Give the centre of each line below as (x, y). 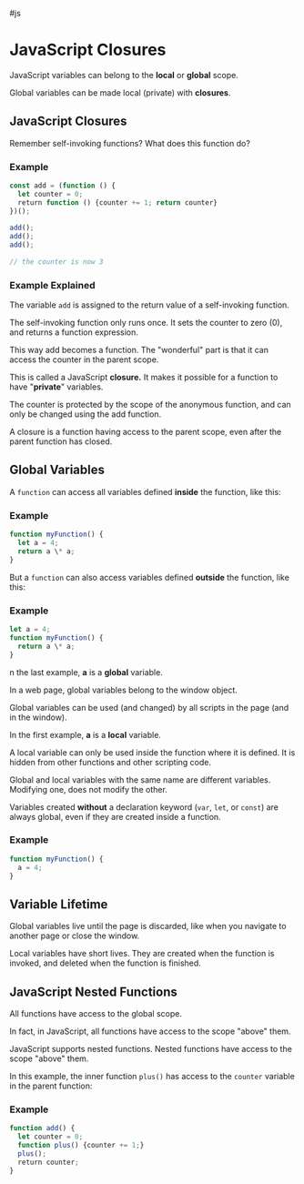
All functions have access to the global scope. (96, 1014)
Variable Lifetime (59, 904)
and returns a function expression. (74, 332)
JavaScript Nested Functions (93, 992)
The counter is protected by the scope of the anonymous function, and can (150, 405)
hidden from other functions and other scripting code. (111, 762)
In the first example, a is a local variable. (86, 734)
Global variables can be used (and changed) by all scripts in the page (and (149, 707)
